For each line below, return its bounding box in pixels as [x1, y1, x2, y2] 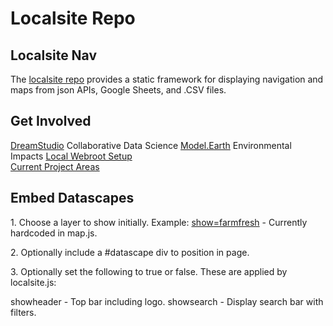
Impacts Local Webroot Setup [10, 150, 133, 162]
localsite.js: [10, 276, 57, 288]
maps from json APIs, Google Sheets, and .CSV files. [10, 84, 227, 96]
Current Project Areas [10, 160, 100, 172]
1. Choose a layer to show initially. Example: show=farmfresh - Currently [10, 216, 308, 228]
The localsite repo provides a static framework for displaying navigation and [10, 73, 324, 85]
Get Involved [10, 113, 92, 130]
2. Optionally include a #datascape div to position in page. [10, 246, 250, 258]
